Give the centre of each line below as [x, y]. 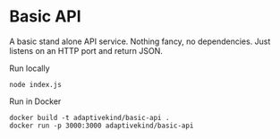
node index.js [36, 84]
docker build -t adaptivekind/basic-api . [89, 117]
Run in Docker [35, 101]
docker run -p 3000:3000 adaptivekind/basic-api [102, 126]
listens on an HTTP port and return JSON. [86, 50]
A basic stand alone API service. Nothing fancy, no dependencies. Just [140, 41]
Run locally [30, 68]
